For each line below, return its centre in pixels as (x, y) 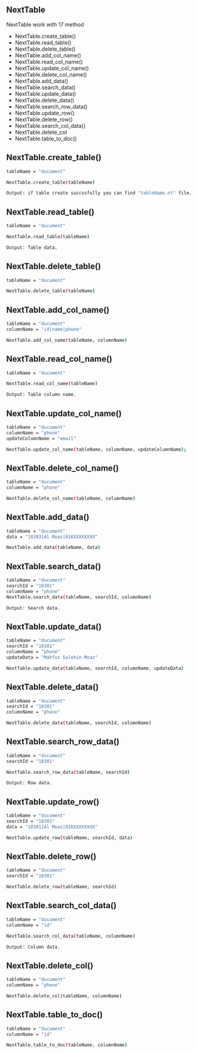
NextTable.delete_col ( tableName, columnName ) (64, 996)
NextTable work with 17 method (45, 24)
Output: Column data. (33, 947)
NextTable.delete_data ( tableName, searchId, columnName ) (79, 723)
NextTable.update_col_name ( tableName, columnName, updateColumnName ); (96, 449)
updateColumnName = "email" (41, 438)
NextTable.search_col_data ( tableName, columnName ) (71, 936)
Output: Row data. (29, 783)
